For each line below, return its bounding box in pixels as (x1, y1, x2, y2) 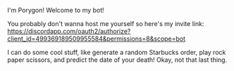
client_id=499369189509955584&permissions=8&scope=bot (7, 34, 185, 43)
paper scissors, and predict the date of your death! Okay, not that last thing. (7, 56, 228, 64)
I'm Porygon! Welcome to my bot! (7, 6, 104, 14)
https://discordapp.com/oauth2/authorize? (7, 27, 131, 35)
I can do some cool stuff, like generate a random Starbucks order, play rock (7, 49, 226, 56)
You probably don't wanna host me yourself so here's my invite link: (7, 20, 204, 27)
